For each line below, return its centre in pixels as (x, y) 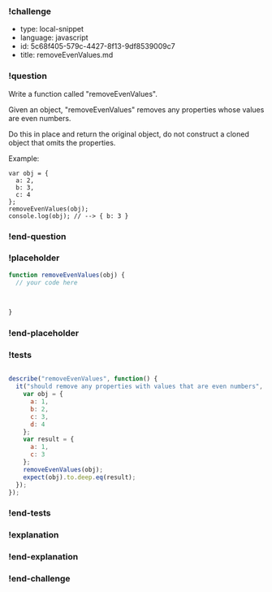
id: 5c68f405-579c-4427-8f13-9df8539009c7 (98, 46)
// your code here (47, 282)
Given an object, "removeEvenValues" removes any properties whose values (136, 109)
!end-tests (30, 513)
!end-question (37, 236)
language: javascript (54, 37)
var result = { (49, 440)
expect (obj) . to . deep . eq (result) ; (80, 477)
